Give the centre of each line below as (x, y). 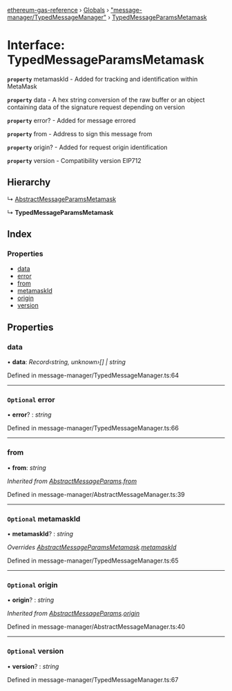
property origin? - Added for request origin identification (87, 147)
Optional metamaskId (44, 519)
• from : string (27, 467)
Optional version (36, 651)
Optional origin (33, 585)
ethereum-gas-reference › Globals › (58, 10)
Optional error (31, 400)
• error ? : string (29, 415)
